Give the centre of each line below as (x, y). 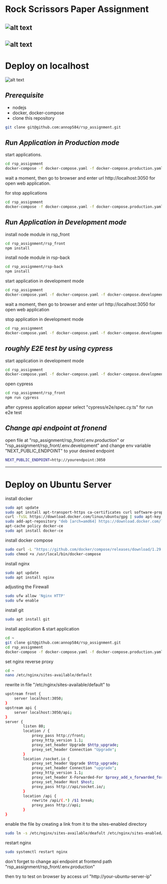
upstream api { (21, 708)
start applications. (24, 155)
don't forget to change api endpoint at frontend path (59, 861)
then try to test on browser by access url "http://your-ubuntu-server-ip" (79, 876)
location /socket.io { (46, 759)
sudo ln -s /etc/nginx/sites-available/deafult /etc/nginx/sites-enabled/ (84, 833)
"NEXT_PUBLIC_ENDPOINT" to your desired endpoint (60, 450)
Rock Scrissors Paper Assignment (77, 9)
